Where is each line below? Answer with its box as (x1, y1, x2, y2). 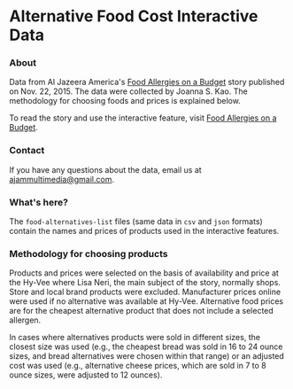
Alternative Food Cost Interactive (9, 6, 258, 27)
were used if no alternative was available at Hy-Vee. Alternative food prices (9, 296, 284, 307)
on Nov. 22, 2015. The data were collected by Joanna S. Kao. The (9, 86, 248, 97)
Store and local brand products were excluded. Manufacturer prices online (9, 286, 281, 298)
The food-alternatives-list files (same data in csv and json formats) (9, 216, 263, 227)
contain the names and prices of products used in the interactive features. (9, 226, 280, 237)
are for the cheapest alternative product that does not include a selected (9, 306, 274, 316)
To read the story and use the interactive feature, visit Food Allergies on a (9, 113, 277, 123)
